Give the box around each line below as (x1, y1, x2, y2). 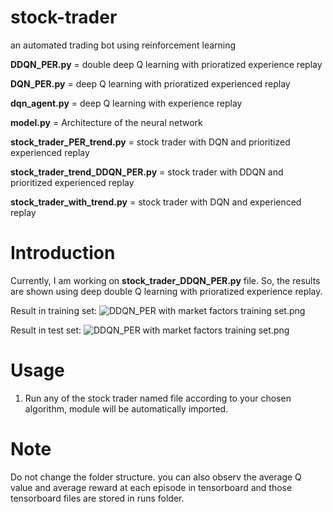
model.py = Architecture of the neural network (10, 116, 203, 128)
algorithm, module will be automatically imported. (24, 402, 229, 415)
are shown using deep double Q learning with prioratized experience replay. (10, 285, 323, 297)
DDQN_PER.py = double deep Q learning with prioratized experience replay (10, 58, 323, 70)
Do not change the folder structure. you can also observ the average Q (10, 471, 302, 483)
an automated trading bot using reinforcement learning (10, 39, 237, 51)
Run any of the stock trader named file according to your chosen (24, 392, 292, 404)
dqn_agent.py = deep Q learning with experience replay (10, 97, 243, 109)
